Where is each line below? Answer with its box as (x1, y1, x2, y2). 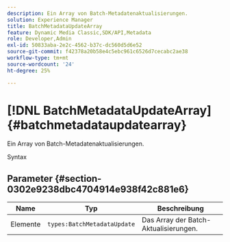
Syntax (7, 153, 27, 161)
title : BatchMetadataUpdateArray (7, 23, 103, 29)
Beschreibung (157, 204, 204, 213)
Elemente (10, 219, 41, 229)
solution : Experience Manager (7, 16, 94, 23)
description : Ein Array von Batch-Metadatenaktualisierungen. (7, 10, 188, 17)
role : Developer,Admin (7, 36, 72, 42)
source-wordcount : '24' (7, 61, 75, 68)
